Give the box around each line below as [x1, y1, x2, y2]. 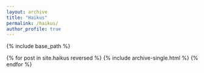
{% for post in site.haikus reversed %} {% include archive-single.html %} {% [6, 54, 199, 61]
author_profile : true [6, 26, 62, 32]
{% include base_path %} [6, 43, 71, 50]
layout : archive [6, 9, 47, 15]
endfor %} [6, 61, 32, 68]
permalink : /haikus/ [6, 20, 59, 26]
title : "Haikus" [6, 15, 47, 21]
